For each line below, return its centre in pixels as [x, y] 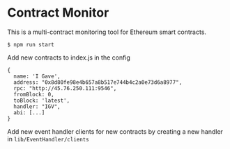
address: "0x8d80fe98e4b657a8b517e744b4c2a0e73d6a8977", [98, 82]
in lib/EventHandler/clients [48, 139]
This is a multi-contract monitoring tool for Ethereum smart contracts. [107, 32]
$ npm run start [31, 44]
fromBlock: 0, [34, 94]
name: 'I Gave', [37, 76]
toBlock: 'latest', [42, 100]
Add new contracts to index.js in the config [69, 58]
